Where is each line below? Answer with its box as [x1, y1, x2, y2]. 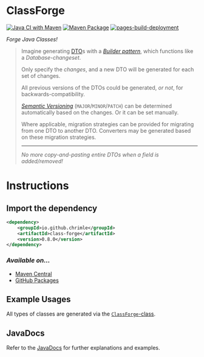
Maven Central [15, 270, 52, 277]
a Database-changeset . [21, 54, 81, 61]
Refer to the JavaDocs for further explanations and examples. [6, 344, 160, 352]
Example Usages [6, 294, 71, 305]
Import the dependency [6, 203, 98, 213]
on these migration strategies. [21, 133, 97, 141]
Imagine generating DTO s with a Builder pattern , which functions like [21, 47, 194, 55]
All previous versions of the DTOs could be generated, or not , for [21, 83, 183, 91]
